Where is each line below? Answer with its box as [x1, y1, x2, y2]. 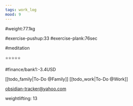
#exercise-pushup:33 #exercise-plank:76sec [5, 35, 98, 41]
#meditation [5, 45, 30, 51]
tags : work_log [5, 7, 37, 12]
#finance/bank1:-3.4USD [5, 66, 56, 72]
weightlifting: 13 [5, 95, 37, 101]
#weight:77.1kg [5, 25, 35, 31]
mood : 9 [5, 12, 21, 17]
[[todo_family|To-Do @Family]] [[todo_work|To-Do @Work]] [5, 76, 129, 82]
